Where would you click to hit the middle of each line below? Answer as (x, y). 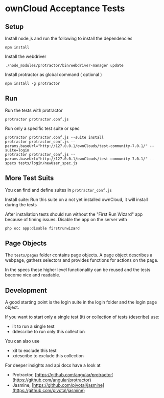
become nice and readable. (33, 275)
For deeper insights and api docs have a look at (53, 365)
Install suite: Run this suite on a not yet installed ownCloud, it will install (77, 199)
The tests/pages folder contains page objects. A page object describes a (79, 255)
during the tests (21, 204)
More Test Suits (30, 178)
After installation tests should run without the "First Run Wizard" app (74, 214)
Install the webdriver (26, 56)
